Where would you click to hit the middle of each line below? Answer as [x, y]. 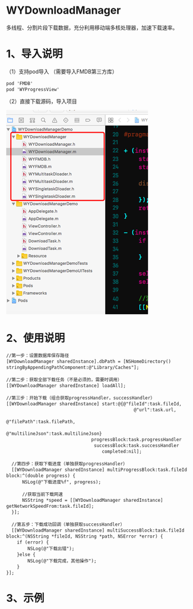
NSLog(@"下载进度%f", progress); [61, 482]
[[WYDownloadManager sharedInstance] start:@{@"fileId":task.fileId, [94, 404]
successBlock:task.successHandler [137, 445]
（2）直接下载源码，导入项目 [42, 101]
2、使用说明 [36, 338]
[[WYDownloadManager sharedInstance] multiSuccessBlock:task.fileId [98, 530]
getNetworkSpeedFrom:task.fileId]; [50, 506]
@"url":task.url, [155, 410]
